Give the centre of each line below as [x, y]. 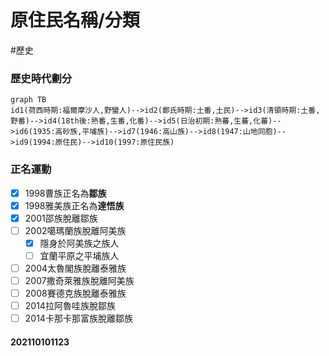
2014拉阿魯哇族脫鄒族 [70, 306]
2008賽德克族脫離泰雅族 [75, 293]
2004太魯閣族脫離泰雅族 [75, 268]
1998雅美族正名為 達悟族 [74, 205]
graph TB [28, 100]
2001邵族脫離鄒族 [61, 218]
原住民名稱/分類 [75, 20]
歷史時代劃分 [41, 78]
